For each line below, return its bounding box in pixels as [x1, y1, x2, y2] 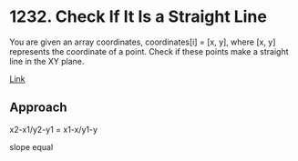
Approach [9, 100, 67, 116]
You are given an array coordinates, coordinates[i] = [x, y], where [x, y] [9, 36, 276, 47]
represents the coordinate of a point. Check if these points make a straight [9, 45, 289, 56]
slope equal [9, 141, 54, 152]
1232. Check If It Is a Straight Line [9, 6, 267, 27]
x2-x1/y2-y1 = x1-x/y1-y [9, 124, 98, 135]
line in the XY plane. [9, 55, 85, 66]
